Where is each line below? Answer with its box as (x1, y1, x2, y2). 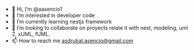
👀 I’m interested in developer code (11, 12, 95, 19)
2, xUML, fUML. (11, 31, 51, 38)
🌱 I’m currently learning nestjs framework (11, 18, 112, 25)
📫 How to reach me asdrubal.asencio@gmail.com (11, 37, 133, 44)
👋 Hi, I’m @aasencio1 (11, 6, 63, 12)
